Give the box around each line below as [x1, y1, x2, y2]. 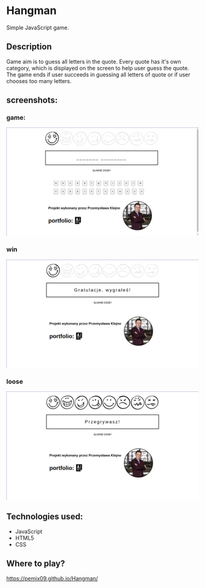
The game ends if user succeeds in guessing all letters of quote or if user [6, 71, 191, 78]
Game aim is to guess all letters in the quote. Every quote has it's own [6, 57, 181, 65]
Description [6, 42, 52, 52]
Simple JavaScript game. [6, 24, 69, 31]
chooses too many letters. [6, 77, 72, 84]
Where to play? [6, 559, 65, 569]
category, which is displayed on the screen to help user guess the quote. [6, 64, 189, 72]
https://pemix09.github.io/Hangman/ [6, 575, 98, 582]
